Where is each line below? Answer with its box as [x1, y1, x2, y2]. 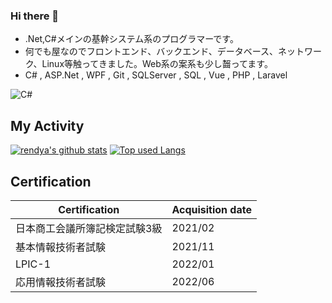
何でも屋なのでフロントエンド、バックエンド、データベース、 [24, 45, 278, 58]
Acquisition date [171, 202, 252, 216]
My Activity [10, 117, 85, 134]
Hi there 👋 [10, 9, 60, 23]
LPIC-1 [15, 257, 51, 271]
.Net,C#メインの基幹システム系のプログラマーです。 [24, 33, 239, 45]
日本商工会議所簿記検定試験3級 [15, 221, 163, 235]
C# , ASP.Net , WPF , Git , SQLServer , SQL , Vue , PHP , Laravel [24, 69, 288, 81]
